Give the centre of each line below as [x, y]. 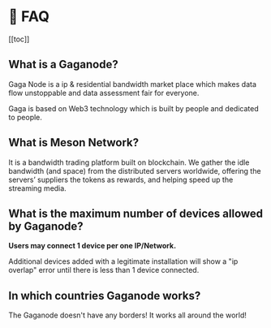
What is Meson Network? [74, 142]
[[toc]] [19, 39]
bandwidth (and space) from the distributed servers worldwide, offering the [135, 170]
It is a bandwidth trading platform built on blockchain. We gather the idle [129, 162]
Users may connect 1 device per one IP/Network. [92, 246]
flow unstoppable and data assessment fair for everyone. [104, 93]
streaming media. [37, 188]
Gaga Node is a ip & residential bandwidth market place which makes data [133, 84]
